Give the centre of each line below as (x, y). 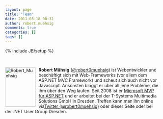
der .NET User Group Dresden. (36, 111)
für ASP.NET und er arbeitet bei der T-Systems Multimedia (98, 95)
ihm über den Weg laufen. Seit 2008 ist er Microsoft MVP (96, 91)
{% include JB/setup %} (29, 51)
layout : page (18, 10)
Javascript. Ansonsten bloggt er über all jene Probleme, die (98, 85)
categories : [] (21, 32)
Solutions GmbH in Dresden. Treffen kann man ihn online (96, 101)
